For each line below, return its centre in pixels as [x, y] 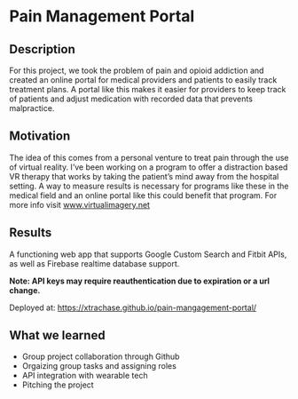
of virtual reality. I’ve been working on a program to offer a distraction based [149, 167]
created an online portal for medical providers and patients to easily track [143, 80]
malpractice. [32, 108]
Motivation [40, 136]
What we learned [57, 335]
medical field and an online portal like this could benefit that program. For [143, 195]
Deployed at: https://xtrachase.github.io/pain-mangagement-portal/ [133, 307]
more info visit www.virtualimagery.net [80, 204]
